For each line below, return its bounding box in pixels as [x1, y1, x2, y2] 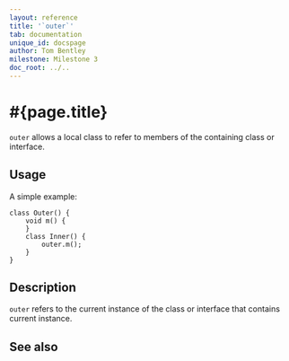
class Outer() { [9, 208, 70, 217]
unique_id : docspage [9, 38, 87, 48]
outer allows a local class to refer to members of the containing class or [9, 131, 276, 142]
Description [9, 280, 76, 295]
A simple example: [9, 190, 78, 202]
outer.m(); [41, 240, 83, 249]
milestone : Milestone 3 [9, 55, 99, 64]
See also [9, 339, 58, 355]
